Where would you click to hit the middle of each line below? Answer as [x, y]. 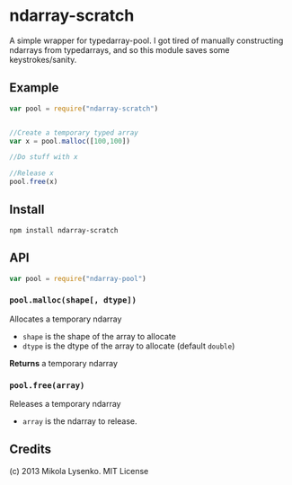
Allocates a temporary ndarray [66, 319]
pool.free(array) [47, 385]
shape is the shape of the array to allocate [99, 336]
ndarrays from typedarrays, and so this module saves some [119, 49]
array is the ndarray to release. [80, 421]
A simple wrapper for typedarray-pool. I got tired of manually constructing [146, 40]
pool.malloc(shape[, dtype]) [73, 300]
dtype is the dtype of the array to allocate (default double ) [128, 346]
